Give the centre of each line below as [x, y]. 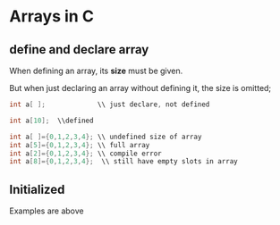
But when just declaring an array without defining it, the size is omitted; [140, 88]
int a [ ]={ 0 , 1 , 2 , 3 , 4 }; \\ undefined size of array [106, 137]
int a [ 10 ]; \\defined [51, 121]
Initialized [37, 189]
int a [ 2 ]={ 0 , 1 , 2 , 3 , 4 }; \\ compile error [86, 154]
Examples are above [47, 211]
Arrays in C [51, 17]
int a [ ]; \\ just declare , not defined [110, 104]
